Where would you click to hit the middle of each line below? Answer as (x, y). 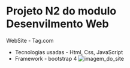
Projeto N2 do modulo (61, 11)
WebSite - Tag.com (30, 40)
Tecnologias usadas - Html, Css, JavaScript (69, 52)
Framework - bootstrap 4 (46, 58)
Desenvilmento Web (58, 24)
